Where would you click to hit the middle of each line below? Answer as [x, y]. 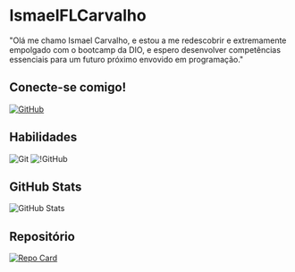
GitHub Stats [46, 187]
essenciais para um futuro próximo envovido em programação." [126, 59]
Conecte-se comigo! [68, 87]
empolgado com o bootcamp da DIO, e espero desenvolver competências [145, 49]
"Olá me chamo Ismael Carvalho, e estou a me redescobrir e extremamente [148, 40]
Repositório [42, 237]
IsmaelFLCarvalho [78, 16]
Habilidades [43, 137]
